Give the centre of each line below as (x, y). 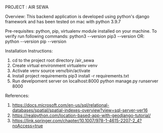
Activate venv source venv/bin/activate (51, 71)
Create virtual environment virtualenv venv (55, 66)
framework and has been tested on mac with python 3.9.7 (63, 22)
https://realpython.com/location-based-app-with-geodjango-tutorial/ (81, 115)
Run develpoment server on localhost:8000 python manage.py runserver (85, 81)
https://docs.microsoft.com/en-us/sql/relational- (61, 105)
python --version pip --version (36, 41)
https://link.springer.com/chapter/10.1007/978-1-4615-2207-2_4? (77, 121)
